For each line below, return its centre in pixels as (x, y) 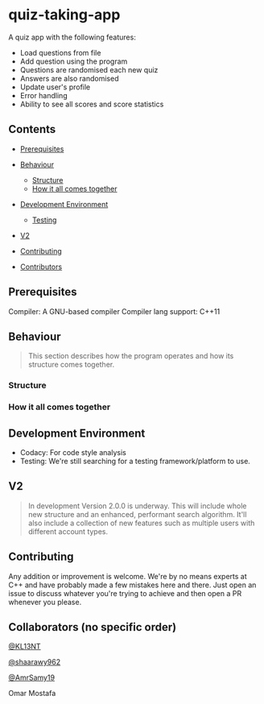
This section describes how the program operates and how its (131, 356)
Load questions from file (60, 52)
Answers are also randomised (69, 78)
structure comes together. (71, 365)
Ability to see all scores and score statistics (92, 104)
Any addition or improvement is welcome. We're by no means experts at (128, 576)
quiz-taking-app (64, 15)
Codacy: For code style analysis (73, 453)
